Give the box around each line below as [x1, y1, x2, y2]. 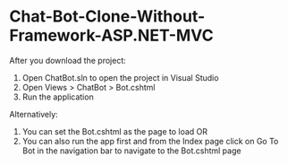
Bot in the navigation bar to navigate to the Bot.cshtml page [21, 145, 241, 156]
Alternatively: [9, 109, 58, 119]
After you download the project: [9, 55, 127, 65]
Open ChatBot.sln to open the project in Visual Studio [21, 72, 219, 82]
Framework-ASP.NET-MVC [9, 25, 214, 46]
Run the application [21, 91, 94, 102]
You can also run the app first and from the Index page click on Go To [21, 135, 279, 146]
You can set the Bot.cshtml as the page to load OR [21, 126, 208, 136]
